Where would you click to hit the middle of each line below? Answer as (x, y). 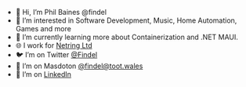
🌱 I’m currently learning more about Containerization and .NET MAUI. (127, 37)
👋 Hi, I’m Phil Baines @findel (61, 12)
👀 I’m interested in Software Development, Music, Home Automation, (126, 20)
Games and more (43, 29)
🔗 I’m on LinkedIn (43, 74)
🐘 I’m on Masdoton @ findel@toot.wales (79, 66)
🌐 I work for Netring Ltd (54, 45)
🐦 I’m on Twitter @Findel (56, 54)
